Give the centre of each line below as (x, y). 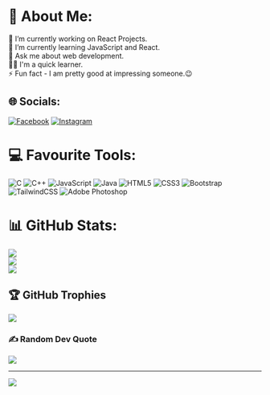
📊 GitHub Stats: (63, 225)
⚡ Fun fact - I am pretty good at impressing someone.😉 (100, 73)
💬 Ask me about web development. (66, 56)
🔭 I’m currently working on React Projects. (78, 39)
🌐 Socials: (35, 102)
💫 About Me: (51, 16)
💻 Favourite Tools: (72, 155)
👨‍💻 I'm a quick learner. (46, 64)
